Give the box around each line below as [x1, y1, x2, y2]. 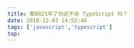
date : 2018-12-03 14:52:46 [7, 17, 87, 24]
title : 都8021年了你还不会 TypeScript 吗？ [7, 10, 128, 18]
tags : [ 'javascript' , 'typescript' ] [7, 23, 113, 30]
